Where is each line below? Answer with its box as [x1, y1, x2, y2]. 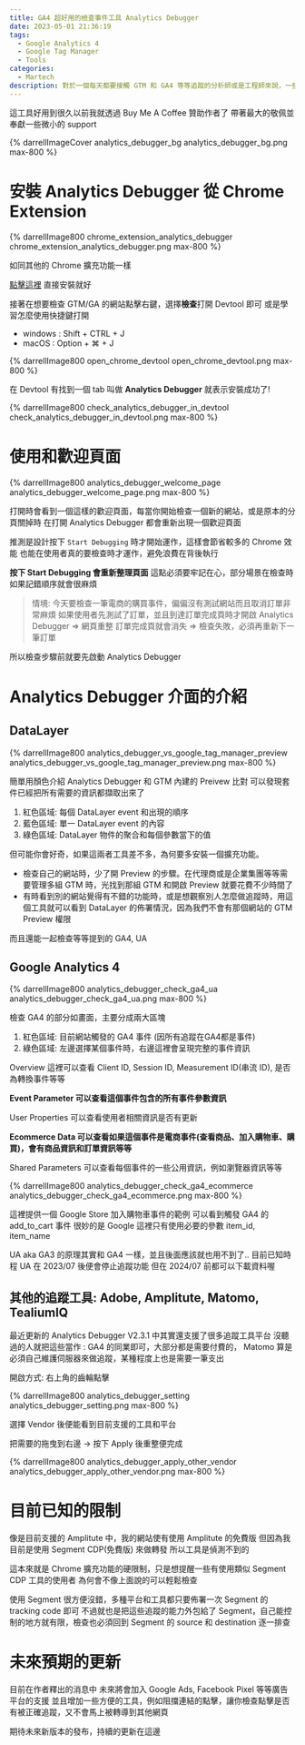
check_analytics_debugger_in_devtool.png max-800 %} [9, 411, 219, 422]
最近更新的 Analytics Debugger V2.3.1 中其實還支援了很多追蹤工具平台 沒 [9, 1330, 281, 1341]
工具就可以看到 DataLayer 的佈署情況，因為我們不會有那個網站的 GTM [30, 902, 293, 913]
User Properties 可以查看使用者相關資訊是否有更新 [9, 1112, 198, 1123]
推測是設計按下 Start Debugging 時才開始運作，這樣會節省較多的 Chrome [9, 536, 282, 547]
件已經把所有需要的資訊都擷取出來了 [9, 786, 145, 797]
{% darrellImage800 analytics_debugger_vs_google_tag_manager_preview [9, 747, 288, 758]
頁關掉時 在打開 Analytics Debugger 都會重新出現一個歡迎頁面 [9, 516, 242, 528]
